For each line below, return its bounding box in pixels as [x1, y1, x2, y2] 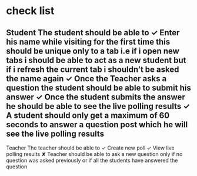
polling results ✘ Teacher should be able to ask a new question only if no [6, 151, 183, 157]
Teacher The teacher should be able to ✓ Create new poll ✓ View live [6, 144, 175, 151]
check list [6, 4, 55, 18]
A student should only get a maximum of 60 [6, 110, 170, 120]
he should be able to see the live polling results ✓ [6, 101, 190, 111]
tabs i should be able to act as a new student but [6, 55, 186, 65]
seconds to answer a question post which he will [6, 119, 188, 129]
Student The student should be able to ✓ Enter [6, 28, 180, 38]
